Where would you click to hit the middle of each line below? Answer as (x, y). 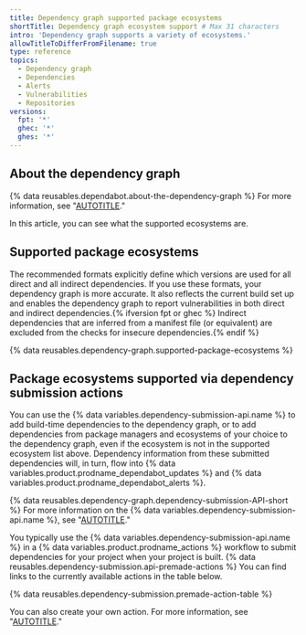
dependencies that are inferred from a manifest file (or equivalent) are (141, 323)
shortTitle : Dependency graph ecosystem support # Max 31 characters (145, 26)
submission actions (66, 392)
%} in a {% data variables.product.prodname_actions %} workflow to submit (153, 547)
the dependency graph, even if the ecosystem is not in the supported (140, 444)
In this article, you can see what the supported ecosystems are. (129, 223)
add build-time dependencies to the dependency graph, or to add (133, 425)
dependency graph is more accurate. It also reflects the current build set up (152, 293)
